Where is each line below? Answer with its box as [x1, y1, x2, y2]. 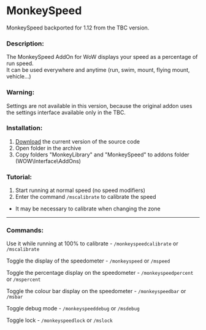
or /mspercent [6, 275, 41, 283]
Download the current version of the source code [15, 137, 140, 145]
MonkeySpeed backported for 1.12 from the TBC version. [6, 24, 150, 31]
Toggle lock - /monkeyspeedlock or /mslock [6, 317, 113, 324]
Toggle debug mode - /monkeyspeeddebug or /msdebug [6, 305, 140, 312]
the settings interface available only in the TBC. [6, 109, 126, 116]
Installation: [6, 124, 43, 132]
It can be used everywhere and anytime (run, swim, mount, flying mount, [6, 66, 190, 74]
